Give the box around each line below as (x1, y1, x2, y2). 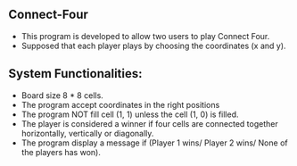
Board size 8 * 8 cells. (21, 89, 103, 101)
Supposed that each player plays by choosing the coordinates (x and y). (21, 40, 286, 51)
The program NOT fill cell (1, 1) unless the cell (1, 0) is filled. (21, 109, 239, 120)
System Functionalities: (8, 66, 143, 81)
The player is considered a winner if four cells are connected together (21, 118, 278, 129)
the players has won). (21, 146, 102, 157)
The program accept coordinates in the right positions (21, 99, 220, 110)
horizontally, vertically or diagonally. (21, 128, 154, 138)
